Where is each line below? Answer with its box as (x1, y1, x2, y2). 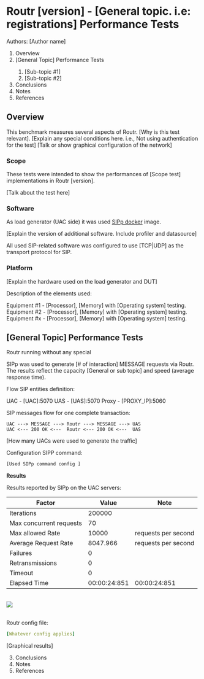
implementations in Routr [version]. (6, 177, 95, 185)
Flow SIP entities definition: (6, 386, 75, 393)
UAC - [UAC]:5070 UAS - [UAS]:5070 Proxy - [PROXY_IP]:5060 (6, 397, 167, 405)
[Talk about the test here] (6, 189, 70, 196)
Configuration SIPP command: (6, 449, 83, 457)
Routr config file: (6, 619, 49, 627)
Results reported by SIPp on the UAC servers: (6, 484, 121, 492)
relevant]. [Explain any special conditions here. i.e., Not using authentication (6, 134, 198, 142)
